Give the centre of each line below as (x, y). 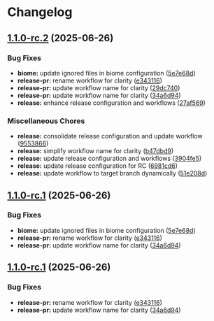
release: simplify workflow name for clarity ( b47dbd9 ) (95, 151)
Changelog (40, 12)
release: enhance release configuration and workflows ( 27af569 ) (112, 103)
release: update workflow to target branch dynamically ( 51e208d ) (112, 173)
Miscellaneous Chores (46, 121)
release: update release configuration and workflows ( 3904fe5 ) (109, 159)
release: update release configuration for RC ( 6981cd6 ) (98, 166)
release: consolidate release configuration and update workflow (110, 136)
